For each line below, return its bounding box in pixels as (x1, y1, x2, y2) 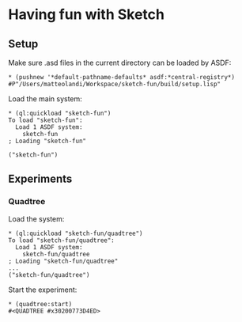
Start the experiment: (8, 285, 78, 294)
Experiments (8, 172, 73, 186)
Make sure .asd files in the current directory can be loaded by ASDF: (8, 58, 232, 67)
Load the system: (8, 214, 65, 223)
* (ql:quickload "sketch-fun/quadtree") (8, 229, 144, 237)
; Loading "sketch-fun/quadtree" (8, 257, 119, 265)
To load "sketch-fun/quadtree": (8, 236, 115, 244)
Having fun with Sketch (8, 6, 164, 24)
